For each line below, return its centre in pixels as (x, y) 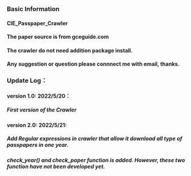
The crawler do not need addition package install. (70, 50)
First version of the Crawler (42, 110)
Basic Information (33, 9)
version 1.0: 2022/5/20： (39, 96)
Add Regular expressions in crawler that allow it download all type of (95, 138)
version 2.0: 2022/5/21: (37, 125)
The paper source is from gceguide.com (58, 37)
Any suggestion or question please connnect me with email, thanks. (93, 64)
